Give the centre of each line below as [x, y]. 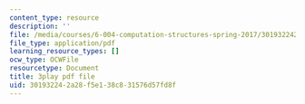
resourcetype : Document [54, 69]
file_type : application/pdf [63, 43]
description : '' [40, 26]
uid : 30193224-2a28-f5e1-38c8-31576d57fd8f [93, 85]
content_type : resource [54, 18]
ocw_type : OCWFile [44, 60]
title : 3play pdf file [52, 77]
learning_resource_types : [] [64, 52]
